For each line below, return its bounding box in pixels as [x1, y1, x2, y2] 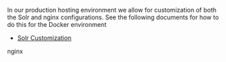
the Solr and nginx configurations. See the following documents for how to [7, 13, 219, 21]
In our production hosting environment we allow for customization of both [7, 6, 217, 14]
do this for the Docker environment [7, 21, 107, 28]
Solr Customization [17, 34, 72, 42]
